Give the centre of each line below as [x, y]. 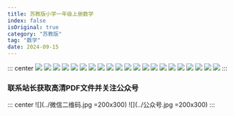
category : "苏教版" [35, 34]
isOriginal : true [33, 27]
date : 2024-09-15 [33, 47]
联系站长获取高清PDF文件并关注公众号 [73, 88]
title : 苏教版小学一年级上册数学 [51, 14]
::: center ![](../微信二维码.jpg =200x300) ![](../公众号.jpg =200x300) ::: [111, 105]
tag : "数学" [24, 41]
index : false [27, 21]
